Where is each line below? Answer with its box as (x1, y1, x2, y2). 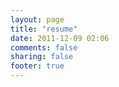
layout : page (10, 14, 65, 25)
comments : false (10, 42, 78, 53)
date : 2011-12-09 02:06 (10, 33, 110, 43)
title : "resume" (10, 24, 78, 34)
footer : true (10, 61, 65, 71)
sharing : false (10, 52, 74, 62)
